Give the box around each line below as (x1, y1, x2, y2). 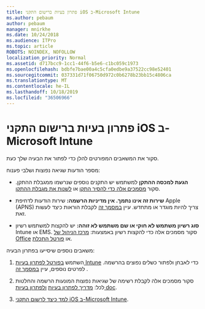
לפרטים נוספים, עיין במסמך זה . (15, 265, 88, 272)
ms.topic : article (6, 44, 53, 50)
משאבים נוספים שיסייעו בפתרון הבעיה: (6, 246, 95, 254)
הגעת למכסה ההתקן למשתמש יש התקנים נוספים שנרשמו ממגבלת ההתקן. (15, 178, 188, 186)
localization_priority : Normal (6, 55, 87, 61)
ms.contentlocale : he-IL (6, 84, 70, 90)
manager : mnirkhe (6, 26, 51, 33)
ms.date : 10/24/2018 (6, 32, 60, 38)
